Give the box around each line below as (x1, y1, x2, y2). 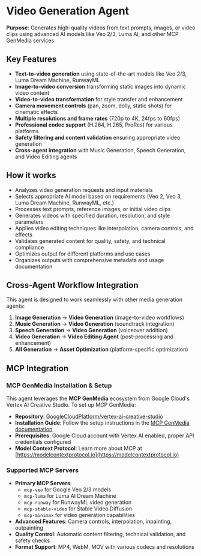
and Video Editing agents (14, 153, 77, 160)
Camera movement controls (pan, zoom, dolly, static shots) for (14, 102, 172, 109)
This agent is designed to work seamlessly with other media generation (6, 296, 183, 303)
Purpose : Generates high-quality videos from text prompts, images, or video (6, 24, 196, 31)
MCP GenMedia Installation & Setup (6, 381, 112, 389)
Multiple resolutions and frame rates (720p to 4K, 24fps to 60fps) (14, 115, 181, 122)
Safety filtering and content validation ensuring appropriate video (14, 134, 181, 141)
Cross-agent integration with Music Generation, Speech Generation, (14, 146, 186, 154)
